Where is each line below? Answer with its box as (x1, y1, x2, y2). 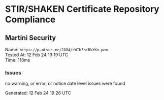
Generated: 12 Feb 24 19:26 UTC (5, 90, 71, 96)
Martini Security (5, 33, 56, 42)
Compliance (5, 14, 56, 25)
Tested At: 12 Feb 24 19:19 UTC (5, 52, 68, 58)
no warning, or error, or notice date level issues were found (5, 80, 126, 87)
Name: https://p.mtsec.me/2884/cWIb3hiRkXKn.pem (5, 47, 108, 52)
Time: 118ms (5, 57, 31, 63)
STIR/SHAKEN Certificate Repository (5, 3, 160, 15)
